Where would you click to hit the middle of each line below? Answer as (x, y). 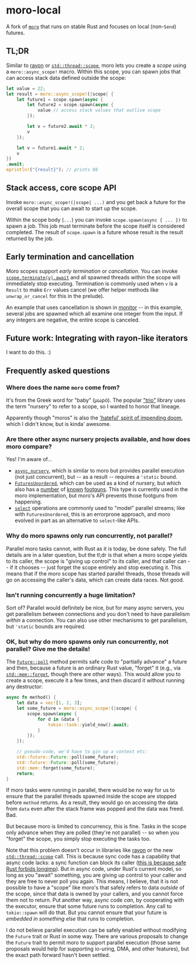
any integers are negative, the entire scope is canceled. (73, 320)
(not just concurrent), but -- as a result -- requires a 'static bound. (96, 477)
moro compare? (29, 447)
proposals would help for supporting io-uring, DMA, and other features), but (97, 949)
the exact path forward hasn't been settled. (58, 955)
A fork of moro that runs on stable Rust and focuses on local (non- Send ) (91, 26)
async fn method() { (31, 698)
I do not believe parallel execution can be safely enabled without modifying (97, 930)
